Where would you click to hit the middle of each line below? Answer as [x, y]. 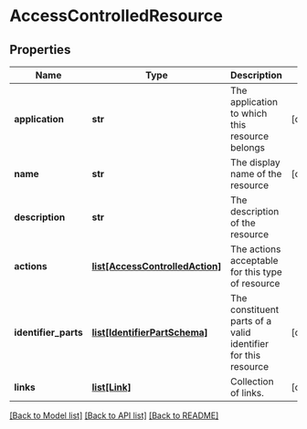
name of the [256, 174]
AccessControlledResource [116, 16]
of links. [247, 393]
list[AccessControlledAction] [157, 266]
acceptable [254, 261]
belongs [248, 147]
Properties [40, 50]
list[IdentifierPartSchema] [150, 332]
